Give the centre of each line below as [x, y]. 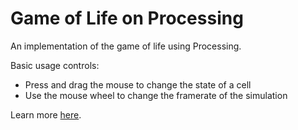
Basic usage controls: [55, 65]
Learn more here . [46, 114]
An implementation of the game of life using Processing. [126, 46]
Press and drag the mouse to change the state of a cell [138, 84]
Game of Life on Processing [127, 18]
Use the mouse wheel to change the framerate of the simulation [156, 95]
